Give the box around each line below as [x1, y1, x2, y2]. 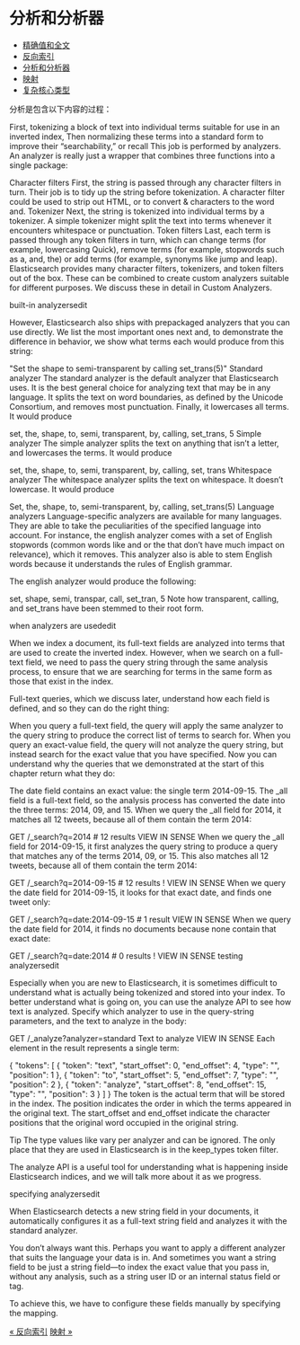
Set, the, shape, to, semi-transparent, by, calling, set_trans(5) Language [9, 500, 275, 512]
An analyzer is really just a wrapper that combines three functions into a [9, 150, 276, 161]
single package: [9, 159, 69, 171]
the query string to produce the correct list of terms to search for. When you [9, 730, 291, 740]
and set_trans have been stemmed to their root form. [9, 603, 205, 614]
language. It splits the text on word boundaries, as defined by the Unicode [9, 392, 284, 403]
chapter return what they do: [9, 767, 115, 778]
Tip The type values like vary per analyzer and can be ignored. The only [9, 1134, 276, 1146]
